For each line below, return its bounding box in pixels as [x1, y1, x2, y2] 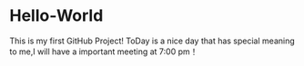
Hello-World [9, 5, 104, 26]
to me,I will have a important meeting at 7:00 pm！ [9, 46, 198, 57]
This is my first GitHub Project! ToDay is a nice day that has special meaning [9, 35, 296, 46]
